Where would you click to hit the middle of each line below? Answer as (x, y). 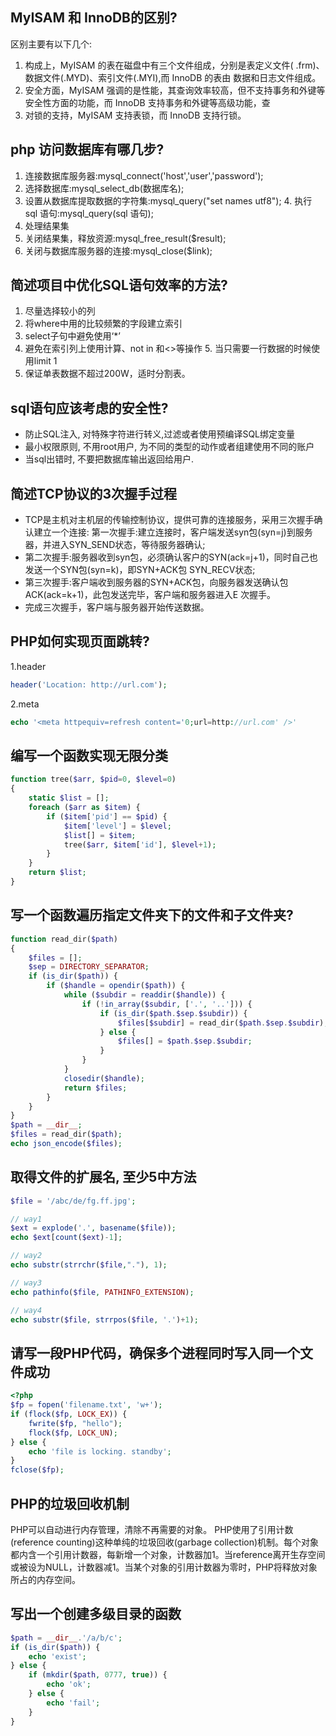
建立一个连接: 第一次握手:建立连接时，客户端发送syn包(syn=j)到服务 (173, 532)
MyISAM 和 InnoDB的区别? (94, 18)
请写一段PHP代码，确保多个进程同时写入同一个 (155, 1353)
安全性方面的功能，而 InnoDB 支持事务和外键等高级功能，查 (147, 102)
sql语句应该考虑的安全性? (89, 408)
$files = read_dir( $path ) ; (66, 1134)
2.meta (25, 704)
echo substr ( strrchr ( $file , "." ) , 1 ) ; (89, 1265)
